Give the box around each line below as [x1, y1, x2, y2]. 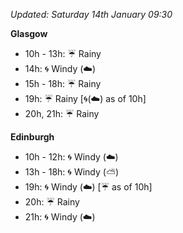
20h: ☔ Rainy [24, 196, 80, 208]
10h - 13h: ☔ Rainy [24, 48, 102, 59]
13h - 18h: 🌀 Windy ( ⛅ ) [24, 166, 120, 178]
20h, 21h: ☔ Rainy [24, 108, 100, 119]
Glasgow [10, 28, 48, 39]
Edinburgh [10, 131, 55, 143]
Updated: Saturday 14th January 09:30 [10, 9, 173, 20]
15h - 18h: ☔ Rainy [24, 78, 102, 89]
